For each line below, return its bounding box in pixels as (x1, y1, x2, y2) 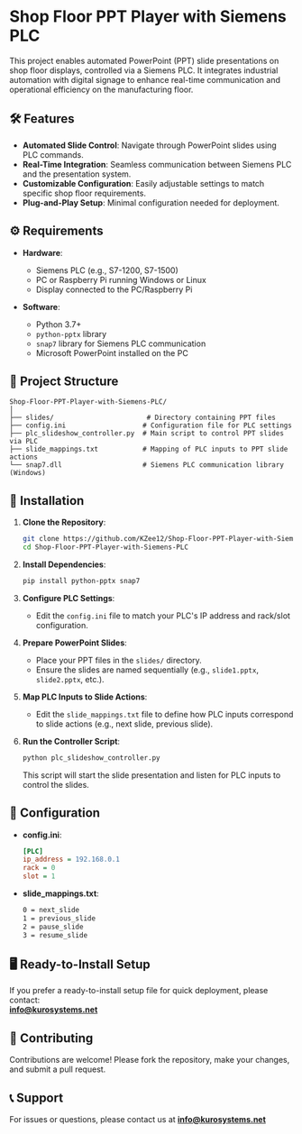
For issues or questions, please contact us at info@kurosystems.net (9, 1113, 266, 1124)
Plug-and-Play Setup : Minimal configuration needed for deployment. (22, 197, 279, 208)
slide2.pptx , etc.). (35, 673, 105, 684)
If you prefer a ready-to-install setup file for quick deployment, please (9, 985, 269, 996)
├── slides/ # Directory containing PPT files (9, 413, 277, 423)
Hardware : (22, 247, 63, 258)
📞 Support (9, 1090, 64, 1105)
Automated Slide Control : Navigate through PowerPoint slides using (22, 140, 277, 151)
